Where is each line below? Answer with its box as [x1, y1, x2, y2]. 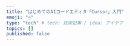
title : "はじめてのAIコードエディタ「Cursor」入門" [6, 8, 125, 15]
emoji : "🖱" [6, 14, 34, 20]
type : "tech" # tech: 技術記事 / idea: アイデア [6, 20, 124, 26]
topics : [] [6, 25, 34, 32]
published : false [6, 31, 50, 37]
